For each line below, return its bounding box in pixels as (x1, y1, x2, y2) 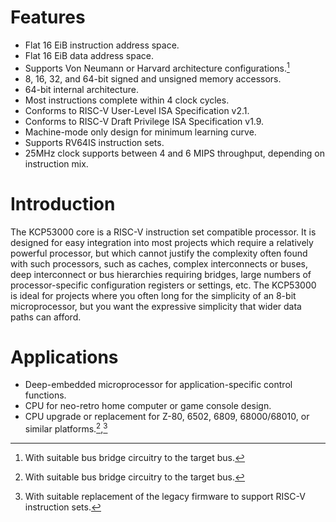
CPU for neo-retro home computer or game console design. (24, 400, 272, 412)
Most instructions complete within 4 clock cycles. (24, 94, 230, 106)
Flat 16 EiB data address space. (24, 49, 155, 61)
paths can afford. (10, 311, 82, 323)
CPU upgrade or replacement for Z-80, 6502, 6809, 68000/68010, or (24, 411, 310, 423)
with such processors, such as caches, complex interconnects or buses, (10, 257, 309, 270)
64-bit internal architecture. (24, 83, 139, 95)
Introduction (10, 192, 116, 215)
